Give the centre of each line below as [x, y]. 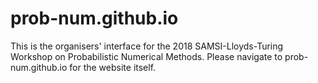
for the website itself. [113, 67]
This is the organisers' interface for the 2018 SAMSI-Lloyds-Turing [147, 46]
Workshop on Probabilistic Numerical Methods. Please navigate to [146, 56]
